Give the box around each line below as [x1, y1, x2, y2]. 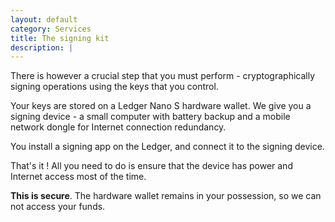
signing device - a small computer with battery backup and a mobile [10, 111, 291, 123]
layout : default [10, 14, 78, 25]
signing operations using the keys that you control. [10, 81, 219, 93]
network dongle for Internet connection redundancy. [10, 121, 227, 133]
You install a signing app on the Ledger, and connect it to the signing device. [10, 141, 325, 153]
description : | [10, 42, 74, 53]
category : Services [10, 24, 92, 34]
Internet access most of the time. [10, 171, 147, 183]
